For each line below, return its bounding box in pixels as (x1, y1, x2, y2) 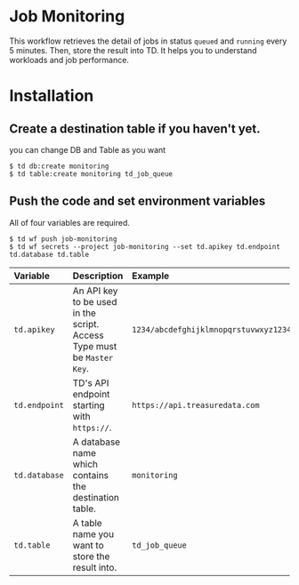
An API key (72, 284, 118, 297)
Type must (72, 340, 117, 352)
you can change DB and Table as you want (9, 144, 166, 155)
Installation (9, 86, 94, 106)
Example (132, 269, 170, 282)
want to (72, 539, 104, 551)
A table (72, 517, 102, 529)
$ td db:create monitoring (9, 162, 109, 171)
